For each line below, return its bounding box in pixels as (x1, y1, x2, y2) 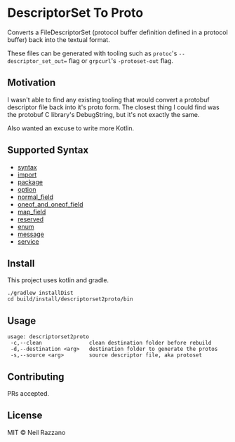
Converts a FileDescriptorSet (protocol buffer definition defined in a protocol (7, 28, 228, 36)
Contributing (7, 371, 65, 382)
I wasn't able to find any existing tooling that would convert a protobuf (7, 95, 210, 104)
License (7, 410, 43, 422)
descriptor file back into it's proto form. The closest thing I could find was (7, 103, 220, 111)
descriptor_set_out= (7, 57, 68, 64)
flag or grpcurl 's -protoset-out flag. (68, 56, 174, 64)
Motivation (7, 77, 56, 89)
